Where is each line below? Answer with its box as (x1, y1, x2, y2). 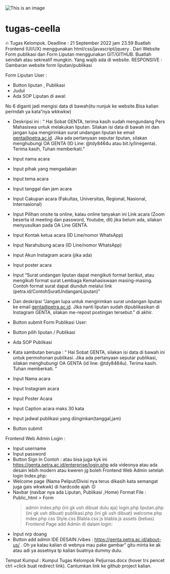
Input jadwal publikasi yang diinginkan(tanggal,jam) (12, 415, 121, 422)
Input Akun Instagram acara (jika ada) (12, 252, 92, 258)
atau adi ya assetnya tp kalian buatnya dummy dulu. (12, 547, 122, 553)
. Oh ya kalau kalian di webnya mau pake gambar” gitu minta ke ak (20, 542, 161, 548)
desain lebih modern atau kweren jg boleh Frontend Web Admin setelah (12, 467, 164, 473)
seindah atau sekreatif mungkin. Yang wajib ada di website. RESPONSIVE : (5, 57, 162, 63)
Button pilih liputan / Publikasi (12, 329, 76, 335)
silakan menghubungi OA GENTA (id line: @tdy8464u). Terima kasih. (12, 360, 158, 366)
